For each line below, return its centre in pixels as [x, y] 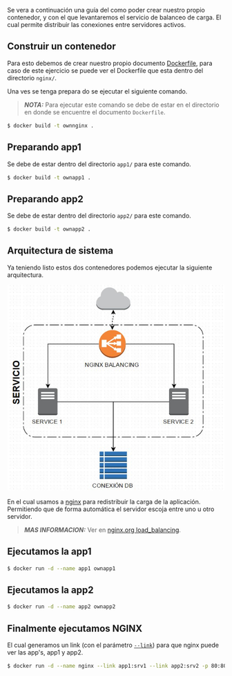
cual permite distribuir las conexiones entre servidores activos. [97, 25]
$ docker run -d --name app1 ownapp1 [61, 568]
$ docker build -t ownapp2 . [49, 229]
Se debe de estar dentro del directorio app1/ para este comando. [99, 164]
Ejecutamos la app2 [50, 590]
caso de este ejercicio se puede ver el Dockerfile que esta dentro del [105, 70]
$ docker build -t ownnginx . [51, 125]
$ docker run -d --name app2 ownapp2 [61, 607]
